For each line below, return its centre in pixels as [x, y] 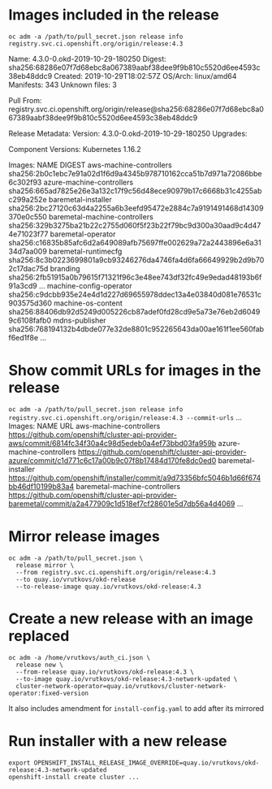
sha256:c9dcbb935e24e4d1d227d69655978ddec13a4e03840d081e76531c [135, 294]
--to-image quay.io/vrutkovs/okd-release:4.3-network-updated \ [127, 679]
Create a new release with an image [131, 618]
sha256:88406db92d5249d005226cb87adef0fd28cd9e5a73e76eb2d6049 [134, 311]
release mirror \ [45, 565]
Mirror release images [84, 537]
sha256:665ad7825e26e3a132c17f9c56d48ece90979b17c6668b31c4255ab [135, 191]
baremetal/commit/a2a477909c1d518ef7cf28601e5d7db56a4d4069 [122, 503]
